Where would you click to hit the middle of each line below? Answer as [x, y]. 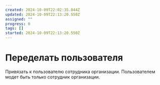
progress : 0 [18, 24]
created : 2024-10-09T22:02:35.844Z [43, 10]
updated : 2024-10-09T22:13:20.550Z [43, 14]
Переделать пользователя [64, 58]
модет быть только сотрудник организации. [52, 77]
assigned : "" [19, 19]
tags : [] [14, 28]
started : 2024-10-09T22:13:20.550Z [43, 33]
